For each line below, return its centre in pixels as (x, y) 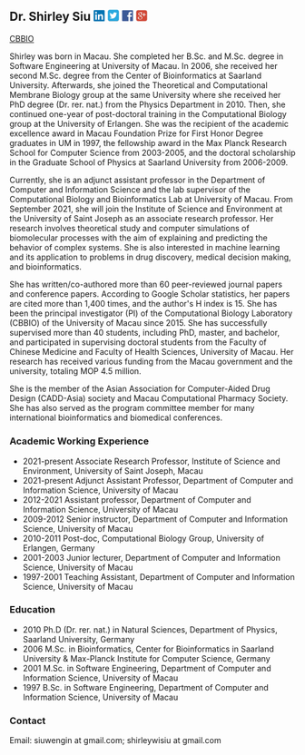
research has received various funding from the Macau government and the (151, 362)
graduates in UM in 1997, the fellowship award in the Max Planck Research (148, 143)
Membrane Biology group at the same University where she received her (145, 95)
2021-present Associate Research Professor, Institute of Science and (152, 461)
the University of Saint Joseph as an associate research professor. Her (142, 219)
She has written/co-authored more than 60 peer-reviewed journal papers (146, 284)
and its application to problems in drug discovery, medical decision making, (151, 257)
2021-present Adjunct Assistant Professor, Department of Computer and (157, 480)
